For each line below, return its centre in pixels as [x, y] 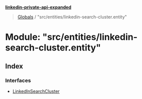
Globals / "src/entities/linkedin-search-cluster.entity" [72, 17]
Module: [23, 37]
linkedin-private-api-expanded [38, 7]
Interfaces [18, 80]
